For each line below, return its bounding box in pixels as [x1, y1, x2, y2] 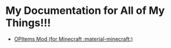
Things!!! [5, 16, 51, 29]
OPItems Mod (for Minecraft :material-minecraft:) [14, 35, 133, 42]
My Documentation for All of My [5, 4, 165, 17]
